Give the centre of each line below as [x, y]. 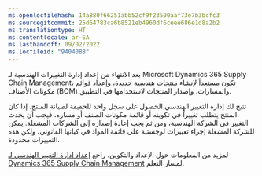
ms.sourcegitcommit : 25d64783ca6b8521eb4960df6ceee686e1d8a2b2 [114, 23]
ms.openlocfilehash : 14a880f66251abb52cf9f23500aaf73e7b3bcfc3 [114, 15]
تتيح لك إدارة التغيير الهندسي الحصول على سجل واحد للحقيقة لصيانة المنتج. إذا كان [127, 106]
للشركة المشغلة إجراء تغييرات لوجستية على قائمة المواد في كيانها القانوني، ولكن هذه [131, 131]
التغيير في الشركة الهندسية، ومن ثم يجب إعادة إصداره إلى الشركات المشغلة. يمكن [128, 123]
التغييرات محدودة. [34, 139]
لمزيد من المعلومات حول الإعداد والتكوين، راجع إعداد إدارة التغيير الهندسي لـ [118, 155]
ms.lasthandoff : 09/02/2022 [54, 45]
